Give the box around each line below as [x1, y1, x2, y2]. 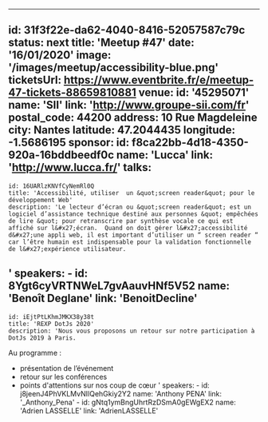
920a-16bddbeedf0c [8, 149, 114, 162]
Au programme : [8, 348, 62, 357]
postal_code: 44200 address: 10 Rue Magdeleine [8, 111, 258, 125]
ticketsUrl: [8, 74, 62, 87]
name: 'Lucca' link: [116, 149, 214, 162]
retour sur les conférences [19, 372, 108, 381]
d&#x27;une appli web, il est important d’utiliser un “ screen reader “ [8, 231, 259, 239]
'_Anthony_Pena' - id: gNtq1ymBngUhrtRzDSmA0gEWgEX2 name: [19, 397, 237, 407]
